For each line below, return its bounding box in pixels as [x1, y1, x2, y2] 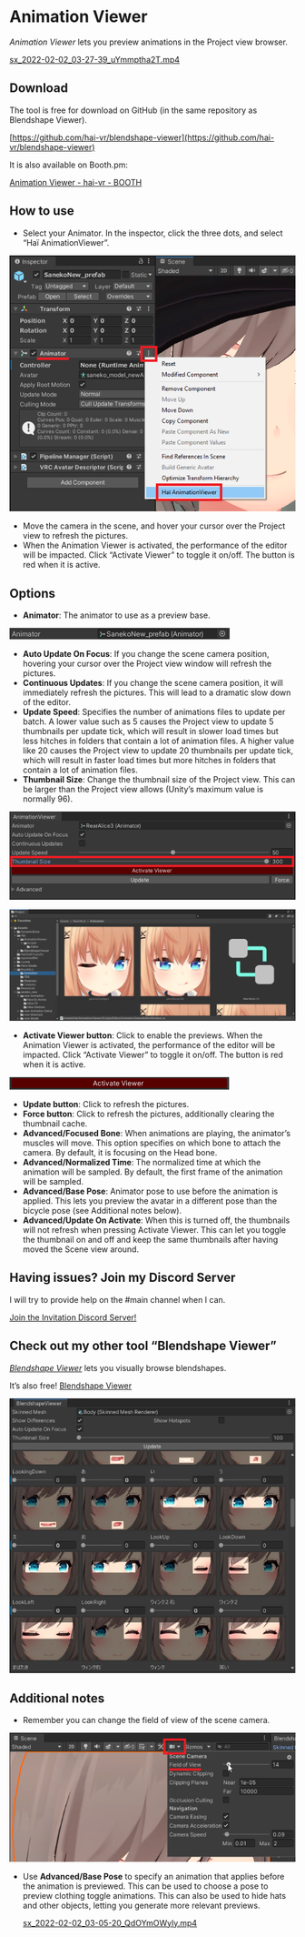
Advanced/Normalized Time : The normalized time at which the [22, 1157, 261, 1168]
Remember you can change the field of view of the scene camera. [22, 1715, 271, 1726]
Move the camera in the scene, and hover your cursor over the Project [22, 520, 286, 531]
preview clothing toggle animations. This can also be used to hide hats [22, 1890, 287, 1901]
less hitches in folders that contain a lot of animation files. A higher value [22, 735, 295, 747]
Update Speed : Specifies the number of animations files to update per [22, 707, 286, 718]
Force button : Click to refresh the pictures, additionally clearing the [22, 1108, 275, 1120]
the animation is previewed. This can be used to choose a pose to [22, 1881, 269, 1892]
